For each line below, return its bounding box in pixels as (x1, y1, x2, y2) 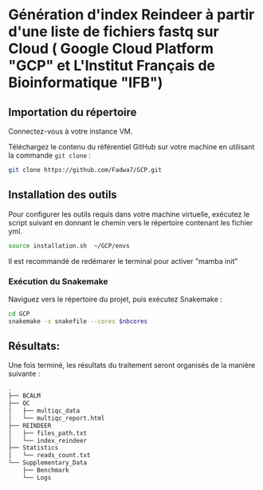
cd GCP (8, 309, 30, 317)
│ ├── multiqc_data (8, 407, 80, 415)
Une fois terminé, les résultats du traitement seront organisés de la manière (8, 361, 256, 370)
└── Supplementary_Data (8, 459, 88, 467)
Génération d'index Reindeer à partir (8, 6, 255, 24)
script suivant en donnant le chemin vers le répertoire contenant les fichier (8, 217, 253, 227)
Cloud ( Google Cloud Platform (8, 40, 214, 58)
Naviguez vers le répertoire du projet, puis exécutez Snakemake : (8, 294, 223, 304)
